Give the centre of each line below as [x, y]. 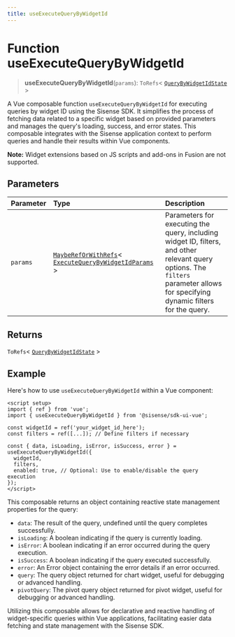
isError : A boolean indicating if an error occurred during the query [114, 545]
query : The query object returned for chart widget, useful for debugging [121, 575]
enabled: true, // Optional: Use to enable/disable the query [106, 470]
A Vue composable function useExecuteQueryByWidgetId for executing [107, 104]
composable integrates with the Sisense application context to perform [109, 133]
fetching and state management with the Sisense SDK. [86, 626]
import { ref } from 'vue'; [48, 409]
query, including [192, 233]
